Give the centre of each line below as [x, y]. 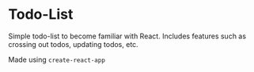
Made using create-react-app [57, 59]
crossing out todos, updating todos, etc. [73, 44]
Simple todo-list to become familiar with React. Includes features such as [127, 36]
